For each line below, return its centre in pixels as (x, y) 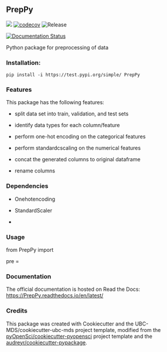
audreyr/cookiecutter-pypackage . (47, 342)
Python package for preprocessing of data (57, 47)
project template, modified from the (118, 330)
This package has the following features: (55, 102)
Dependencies (27, 186)
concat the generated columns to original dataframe (77, 160)
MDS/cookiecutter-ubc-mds (40, 330)
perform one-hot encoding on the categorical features (80, 137)
